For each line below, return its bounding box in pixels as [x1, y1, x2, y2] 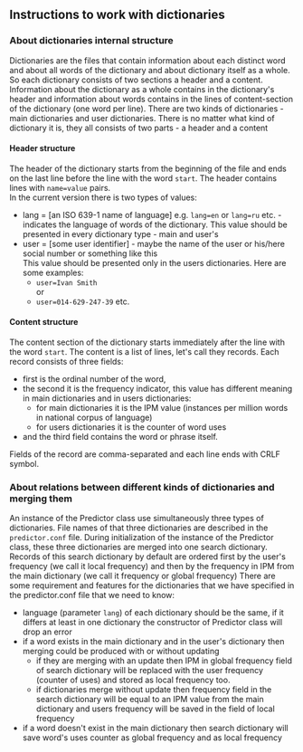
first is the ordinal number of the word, [22, 374, 166, 385]
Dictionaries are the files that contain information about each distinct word [9, 54, 287, 66]
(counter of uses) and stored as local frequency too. [35, 674, 231, 686]
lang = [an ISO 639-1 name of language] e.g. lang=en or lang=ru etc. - [22, 209, 282, 220]
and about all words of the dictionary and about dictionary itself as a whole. [9, 64, 291, 75]
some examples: [22, 267, 84, 278]
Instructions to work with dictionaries [9, 7, 226, 23]
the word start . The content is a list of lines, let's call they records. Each [9, 347, 279, 357]
